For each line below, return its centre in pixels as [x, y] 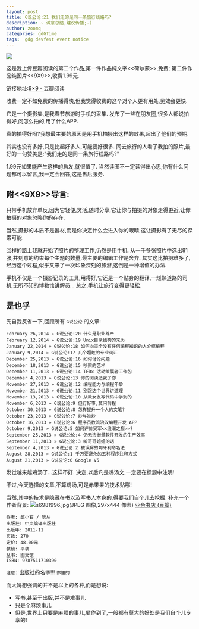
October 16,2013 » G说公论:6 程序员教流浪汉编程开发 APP [72, 422]
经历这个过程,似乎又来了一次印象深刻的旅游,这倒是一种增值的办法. [87, 265]
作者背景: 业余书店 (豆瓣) [89, 505]
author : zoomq [24, 28]
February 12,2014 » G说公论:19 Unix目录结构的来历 [66, 340]
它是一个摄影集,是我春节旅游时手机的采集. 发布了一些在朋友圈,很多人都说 [95, 113]
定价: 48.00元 [22, 543]
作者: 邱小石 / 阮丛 [29, 517]
